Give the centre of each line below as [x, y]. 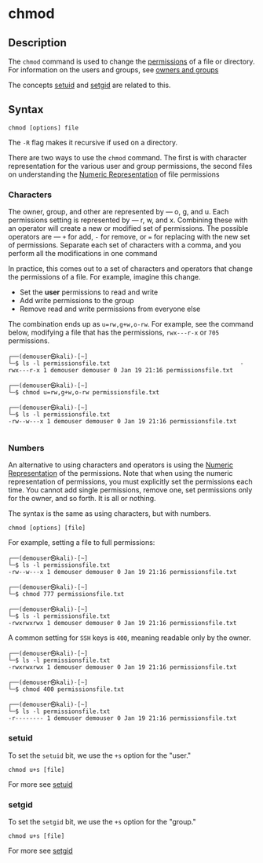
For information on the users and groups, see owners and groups [113, 70]
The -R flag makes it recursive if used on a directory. [93, 142]
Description [37, 43]
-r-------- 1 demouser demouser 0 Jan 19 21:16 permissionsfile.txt [122, 719]
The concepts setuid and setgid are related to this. [89, 85]
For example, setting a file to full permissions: [82, 543]
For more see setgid [40, 850]
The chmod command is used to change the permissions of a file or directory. [131, 61]
